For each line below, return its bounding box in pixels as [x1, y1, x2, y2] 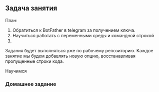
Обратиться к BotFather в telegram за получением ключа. [12, 27, 136, 33]
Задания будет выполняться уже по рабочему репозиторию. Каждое [5, 47, 153, 53]
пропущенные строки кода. [5, 58, 64, 64]
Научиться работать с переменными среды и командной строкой [12, 32, 154, 38]
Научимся [5, 68, 27, 74]
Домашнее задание [5, 80, 56, 87]
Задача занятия [5, 4, 57, 13]
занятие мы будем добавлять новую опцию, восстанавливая [5, 53, 136, 59]
